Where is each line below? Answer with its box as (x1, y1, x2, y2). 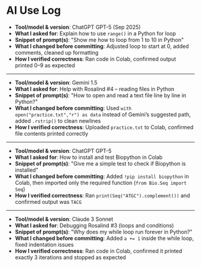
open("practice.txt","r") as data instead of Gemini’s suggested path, (14, 110, 191, 118)
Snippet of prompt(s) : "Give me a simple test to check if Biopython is (14, 160, 186, 167)
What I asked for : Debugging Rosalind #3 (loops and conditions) (14, 221, 175, 229)
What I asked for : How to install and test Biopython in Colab (14, 154, 163, 161)
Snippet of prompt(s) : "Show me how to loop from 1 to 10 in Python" (14, 36, 184, 43)
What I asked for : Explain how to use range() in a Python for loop (14, 29, 176, 37)
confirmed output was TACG (14, 198, 82, 205)
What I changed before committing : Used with (14, 104, 132, 112)
